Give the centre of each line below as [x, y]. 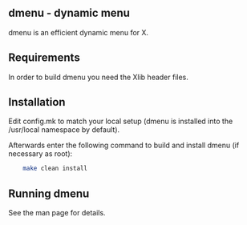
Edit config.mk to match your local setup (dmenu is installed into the [121, 121]
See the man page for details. [57, 213]
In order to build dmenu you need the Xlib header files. [98, 77]
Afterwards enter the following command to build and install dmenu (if [124, 145]
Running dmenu [49, 193]
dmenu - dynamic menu [69, 13]
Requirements [44, 58]
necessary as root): [40, 154]
